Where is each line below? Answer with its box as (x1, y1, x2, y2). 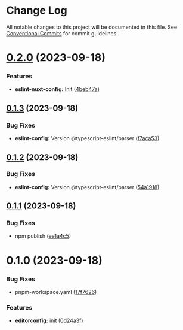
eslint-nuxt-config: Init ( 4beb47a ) (14, 86, 100, 93)
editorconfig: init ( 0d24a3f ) (14, 317, 83, 324)
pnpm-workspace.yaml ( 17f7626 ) (14, 288, 97, 295)
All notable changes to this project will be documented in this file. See (6, 23, 178, 31)
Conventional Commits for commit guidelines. (6, 29, 118, 37)
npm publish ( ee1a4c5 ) (14, 232, 72, 240)
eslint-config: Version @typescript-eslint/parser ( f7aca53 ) (14, 135, 160, 142)
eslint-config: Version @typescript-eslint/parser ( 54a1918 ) (14, 183, 160, 190)
